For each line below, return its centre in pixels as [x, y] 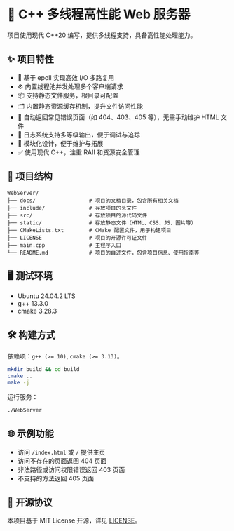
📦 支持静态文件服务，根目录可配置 [68, 95]
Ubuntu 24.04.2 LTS [46, 296]
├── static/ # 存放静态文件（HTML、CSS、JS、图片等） [102, 223]
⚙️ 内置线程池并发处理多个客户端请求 [70, 86]
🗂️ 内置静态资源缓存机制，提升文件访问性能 [80, 106]
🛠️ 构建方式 [32, 335]
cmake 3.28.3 [37, 311]
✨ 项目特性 [31, 59]
